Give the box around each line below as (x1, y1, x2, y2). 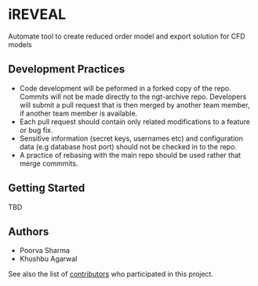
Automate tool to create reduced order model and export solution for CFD (8, 31, 245, 41)
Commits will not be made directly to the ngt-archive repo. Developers (19, 92, 247, 101)
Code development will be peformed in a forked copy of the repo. (19, 83, 231, 93)
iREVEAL (8, 5, 67, 24)
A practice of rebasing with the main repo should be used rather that (19, 150, 242, 159)
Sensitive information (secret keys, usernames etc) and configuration (19, 134, 243, 143)
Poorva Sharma (19, 246, 71, 255)
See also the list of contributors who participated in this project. (8, 269, 214, 279)
